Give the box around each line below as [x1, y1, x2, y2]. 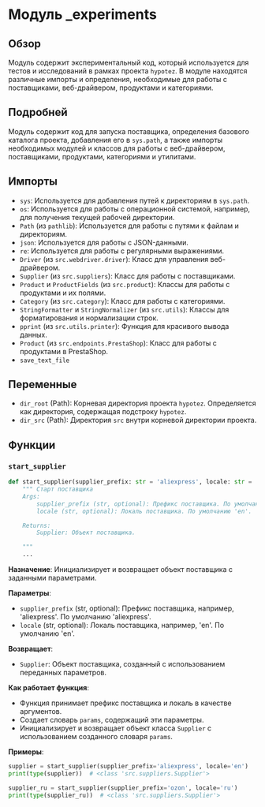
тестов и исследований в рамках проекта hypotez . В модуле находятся [8, 66, 248, 76]
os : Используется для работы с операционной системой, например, [19, 204, 251, 214]
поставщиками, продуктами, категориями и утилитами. [8, 151, 196, 161]
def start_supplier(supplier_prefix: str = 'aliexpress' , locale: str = [8, 478, 252, 486]
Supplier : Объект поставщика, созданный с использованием [19, 659, 226, 668]
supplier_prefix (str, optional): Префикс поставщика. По [36, 499, 231, 508]
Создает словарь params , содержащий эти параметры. [19, 715, 204, 724]
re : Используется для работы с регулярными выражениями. [19, 246, 225, 256]
